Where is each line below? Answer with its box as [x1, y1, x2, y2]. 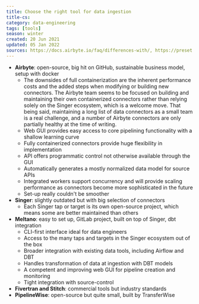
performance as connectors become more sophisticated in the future [23, 184, 193, 191]
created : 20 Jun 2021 [6, 36, 60, 42]
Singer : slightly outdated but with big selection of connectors [14, 196, 165, 203]
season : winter [6, 31, 44, 37]
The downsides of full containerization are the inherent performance [23, 76, 191, 83]
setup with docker [14, 70, 59, 77]
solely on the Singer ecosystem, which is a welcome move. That [23, 102, 181, 109]
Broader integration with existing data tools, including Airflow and [23, 247, 184, 254]
